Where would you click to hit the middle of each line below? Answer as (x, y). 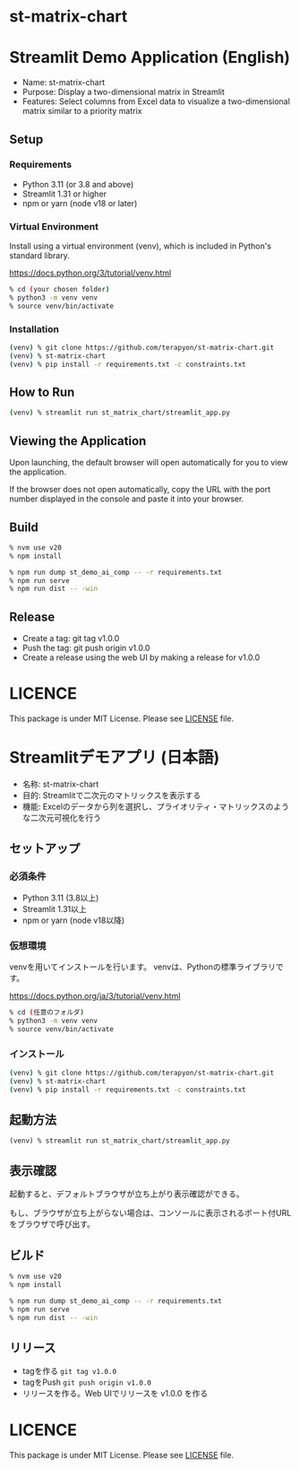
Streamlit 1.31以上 (54, 908)
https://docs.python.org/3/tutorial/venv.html (90, 273)
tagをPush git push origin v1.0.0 (87, 1382)
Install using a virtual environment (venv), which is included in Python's (140, 246)
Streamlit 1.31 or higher (64, 194)
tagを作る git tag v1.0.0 (69, 1371)
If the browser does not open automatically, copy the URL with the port (140, 490)
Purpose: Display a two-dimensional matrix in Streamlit (124, 92)
